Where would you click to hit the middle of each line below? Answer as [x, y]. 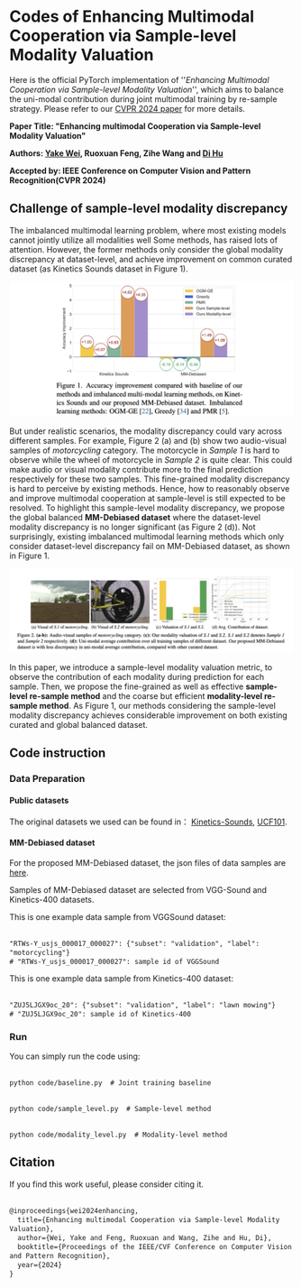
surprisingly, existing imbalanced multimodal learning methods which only [147, 537]
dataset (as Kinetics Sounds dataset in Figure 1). [99, 269]
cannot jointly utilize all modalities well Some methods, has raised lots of [143, 240]
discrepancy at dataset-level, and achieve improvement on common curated [151, 259]
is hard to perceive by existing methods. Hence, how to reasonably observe [150, 489]
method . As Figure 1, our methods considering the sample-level [158, 706]
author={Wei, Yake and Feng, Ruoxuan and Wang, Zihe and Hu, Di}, [145, 1237]
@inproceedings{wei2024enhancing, [74, 1210]
